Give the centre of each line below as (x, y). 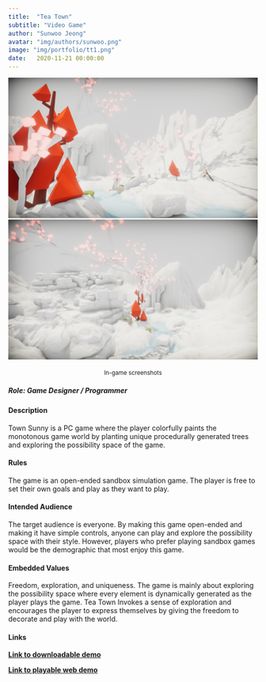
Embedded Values (39, 568)
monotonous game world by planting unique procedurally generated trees (129, 436)
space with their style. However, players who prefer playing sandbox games (132, 541)
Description (28, 410)
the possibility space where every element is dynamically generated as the (130, 594)
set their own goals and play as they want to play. (89, 489)
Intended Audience (40, 507)
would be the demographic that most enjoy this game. (96, 549)
